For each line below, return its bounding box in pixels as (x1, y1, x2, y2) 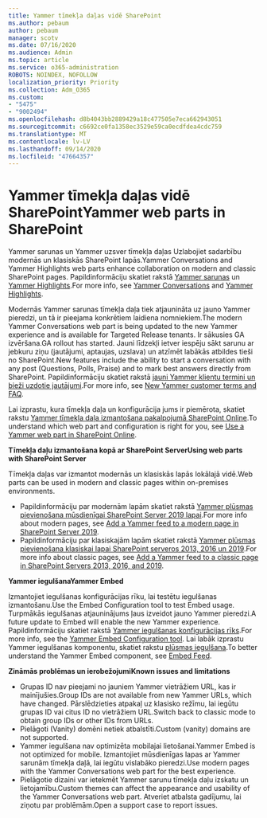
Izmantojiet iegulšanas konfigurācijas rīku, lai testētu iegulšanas (8, 592, 217, 601)
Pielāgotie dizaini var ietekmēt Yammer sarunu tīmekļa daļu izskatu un (19, 775, 249, 785)
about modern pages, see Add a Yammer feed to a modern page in (19, 519, 239, 528)
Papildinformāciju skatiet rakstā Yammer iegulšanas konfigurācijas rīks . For (8, 626, 253, 636)
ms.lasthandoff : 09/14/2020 (8, 145, 102, 153)
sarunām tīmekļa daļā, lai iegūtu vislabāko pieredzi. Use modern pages (19, 758, 250, 768)
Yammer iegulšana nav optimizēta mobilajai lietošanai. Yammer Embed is (19, 742, 256, 751)
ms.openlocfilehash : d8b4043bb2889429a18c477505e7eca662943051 (8, 115, 222, 123)
